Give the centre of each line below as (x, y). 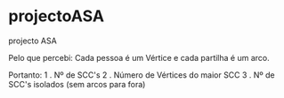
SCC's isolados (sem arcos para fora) (77, 84)
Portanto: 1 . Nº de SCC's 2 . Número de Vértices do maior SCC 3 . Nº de (142, 75)
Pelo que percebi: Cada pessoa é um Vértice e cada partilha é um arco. (139, 57)
